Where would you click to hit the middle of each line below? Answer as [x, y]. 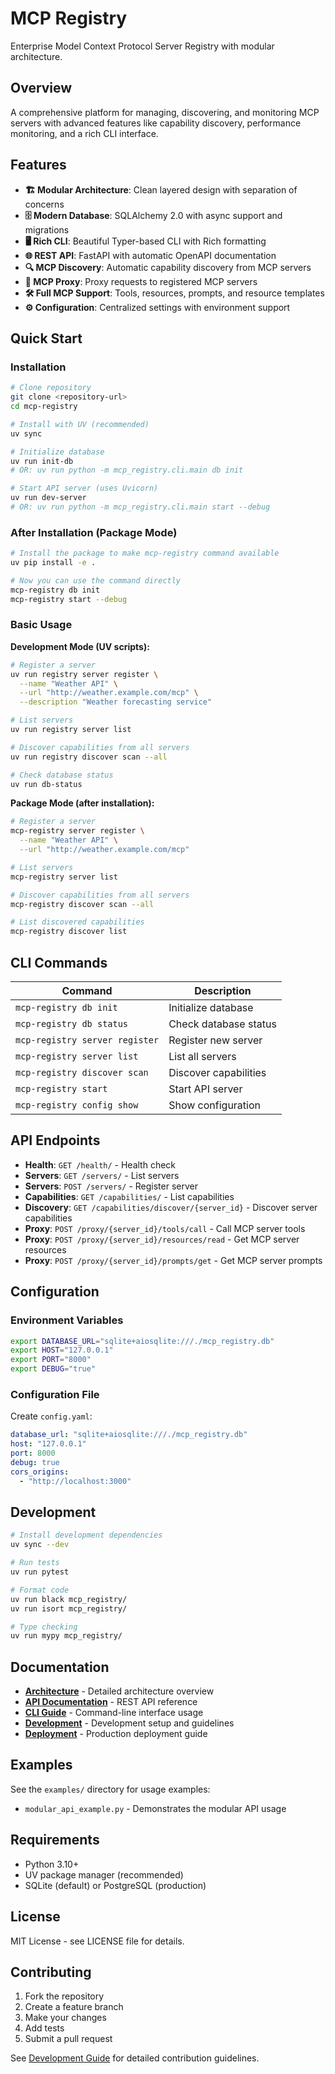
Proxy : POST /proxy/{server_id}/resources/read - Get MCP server [162, 1239]
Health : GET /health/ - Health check [100, 1164]
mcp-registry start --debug [69, 599]
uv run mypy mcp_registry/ [66, 1636]
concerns [44, 204]
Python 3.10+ [52, 1864]
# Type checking [44, 1627]
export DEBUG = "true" [53, 1369]
